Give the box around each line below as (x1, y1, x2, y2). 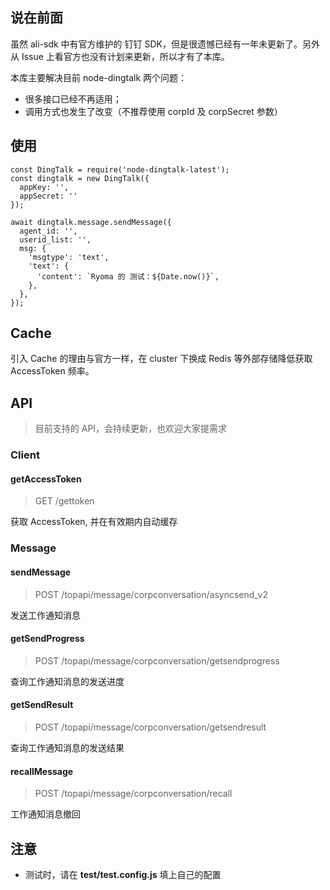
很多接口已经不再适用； (24, 93, 122, 105)
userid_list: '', (19, 234, 92, 245)
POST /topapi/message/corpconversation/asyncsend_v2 (34, 588, 268, 600)
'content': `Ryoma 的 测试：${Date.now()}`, (36, 271, 220, 282)
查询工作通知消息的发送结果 (10, 741, 125, 753)
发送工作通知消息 (10, 609, 81, 621)
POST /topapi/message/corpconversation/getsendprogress (34, 654, 280, 667)
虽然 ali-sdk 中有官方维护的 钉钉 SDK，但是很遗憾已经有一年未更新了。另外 (10, 38, 320, 50)
